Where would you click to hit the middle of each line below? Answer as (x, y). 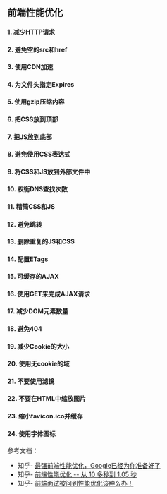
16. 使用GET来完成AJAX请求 (49, 294)
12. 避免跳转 (25, 224)
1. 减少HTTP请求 (31, 32)
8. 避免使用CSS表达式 (39, 155)
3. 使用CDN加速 (30, 67)
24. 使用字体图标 (32, 433)
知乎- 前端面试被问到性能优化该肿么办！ (75, 483)
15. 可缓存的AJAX (33, 277)
